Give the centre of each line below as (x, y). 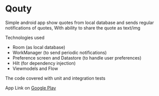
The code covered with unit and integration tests (55, 78)
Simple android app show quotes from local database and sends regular (79, 22)
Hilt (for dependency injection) (44, 63)
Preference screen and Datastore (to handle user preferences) (77, 57)
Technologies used (25, 37)
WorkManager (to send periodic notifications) (59, 52)
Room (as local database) (39, 47)
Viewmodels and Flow (35, 68)
